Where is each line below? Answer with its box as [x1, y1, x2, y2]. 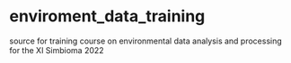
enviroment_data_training [9, 6, 206, 27]
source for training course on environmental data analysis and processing [9, 35, 283, 46]
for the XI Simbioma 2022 [9, 44, 105, 55]
